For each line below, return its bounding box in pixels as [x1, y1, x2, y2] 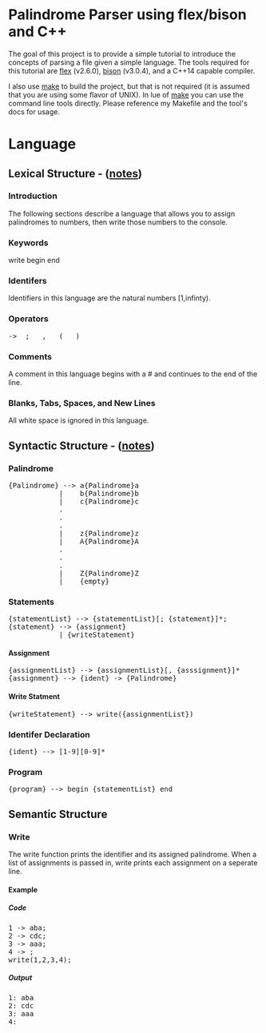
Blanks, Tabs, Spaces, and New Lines [8, 397, 156, 408]
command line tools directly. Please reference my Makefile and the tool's [8, 98, 248, 108]
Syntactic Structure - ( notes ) [8, 439, 155, 452]
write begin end [8, 256, 60, 265]
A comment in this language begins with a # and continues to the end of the [8, 369, 258, 379]
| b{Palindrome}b [58, 489, 140, 498]
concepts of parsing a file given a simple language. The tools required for [8, 58, 250, 67]
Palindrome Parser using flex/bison [8, 6, 247, 24]
